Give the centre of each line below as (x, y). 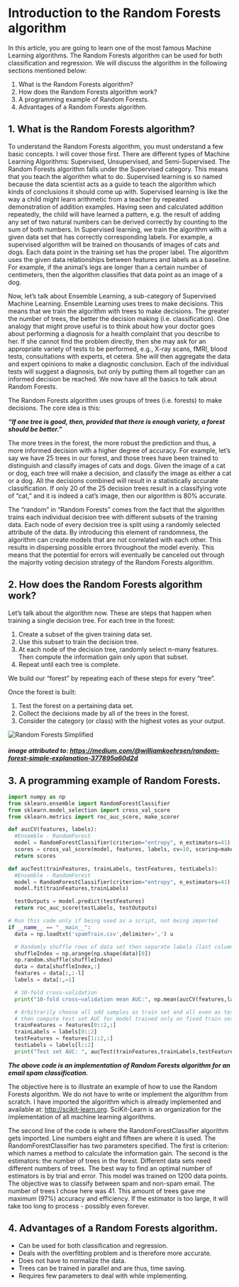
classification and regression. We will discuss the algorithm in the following (118, 63)
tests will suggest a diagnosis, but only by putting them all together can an (117, 371)
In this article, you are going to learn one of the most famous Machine (110, 48)
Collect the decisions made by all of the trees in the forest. (104, 713)
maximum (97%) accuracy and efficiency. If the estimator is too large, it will (118, 1198)
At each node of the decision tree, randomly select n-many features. (118, 649)
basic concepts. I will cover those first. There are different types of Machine (119, 153)
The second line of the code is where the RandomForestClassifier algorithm (118, 1130)
